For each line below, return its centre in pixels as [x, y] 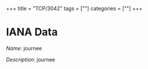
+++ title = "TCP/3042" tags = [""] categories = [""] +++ [74, 8]
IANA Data [32, 32]
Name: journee [24, 48]
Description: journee [31, 59]
